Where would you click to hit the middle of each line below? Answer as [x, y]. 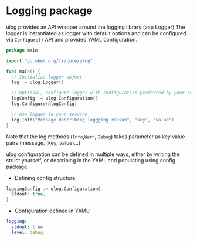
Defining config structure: [46, 178]
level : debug [27, 232]
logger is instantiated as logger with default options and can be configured [96, 33]
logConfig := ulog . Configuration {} [55, 99]
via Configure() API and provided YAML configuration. [72, 39]
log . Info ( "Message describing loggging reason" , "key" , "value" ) [93, 120]
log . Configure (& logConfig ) [44, 104]
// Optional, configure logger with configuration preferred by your [98, 93]
